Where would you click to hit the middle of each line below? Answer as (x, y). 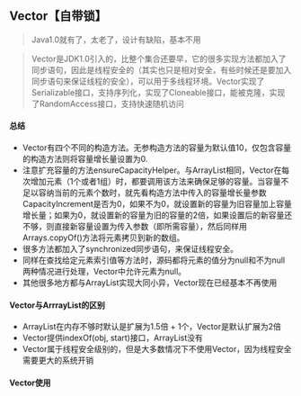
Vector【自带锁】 (58, 16)
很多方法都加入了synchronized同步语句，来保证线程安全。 (130, 249)
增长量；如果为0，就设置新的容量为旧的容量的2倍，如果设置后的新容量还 (157, 215)
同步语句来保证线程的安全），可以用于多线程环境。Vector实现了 (148, 81)
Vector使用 (30, 382)
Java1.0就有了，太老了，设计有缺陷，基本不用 (116, 40)
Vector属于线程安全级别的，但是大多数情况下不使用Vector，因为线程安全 (157, 349)
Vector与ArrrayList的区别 (58, 305)
